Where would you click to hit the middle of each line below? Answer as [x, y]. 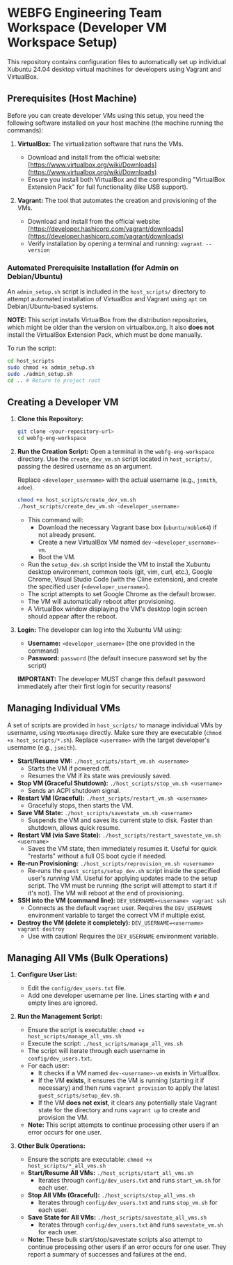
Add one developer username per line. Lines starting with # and [119, 996]
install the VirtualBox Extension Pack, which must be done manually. [105, 335]
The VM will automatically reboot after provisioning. [102, 601]
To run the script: [32, 348]
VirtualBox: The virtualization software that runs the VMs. [100, 144]
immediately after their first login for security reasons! [94, 686]
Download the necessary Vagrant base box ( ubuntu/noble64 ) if [127, 527]
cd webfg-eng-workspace [52, 438]
